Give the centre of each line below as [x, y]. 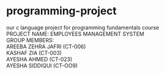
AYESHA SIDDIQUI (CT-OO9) [42, 65]
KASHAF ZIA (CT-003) [34, 53]
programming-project [61, 11]
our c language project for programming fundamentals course [83, 27]
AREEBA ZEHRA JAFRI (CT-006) [46, 47]
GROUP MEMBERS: [30, 40]
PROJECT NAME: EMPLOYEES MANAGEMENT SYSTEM [75, 33]
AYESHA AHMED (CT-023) [39, 59]
